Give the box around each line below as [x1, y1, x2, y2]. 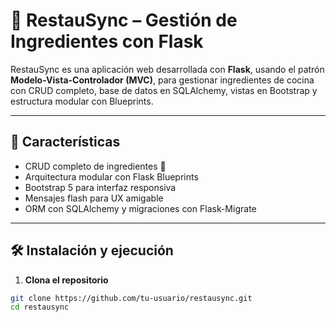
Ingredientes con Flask [10, 30, 204, 53]
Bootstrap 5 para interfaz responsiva [24, 181, 177, 193]
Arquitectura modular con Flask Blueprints [24, 170, 199, 183]
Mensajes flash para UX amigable [24, 192, 164, 204]
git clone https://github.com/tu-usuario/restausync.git [10, 293, 253, 303]
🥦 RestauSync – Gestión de [10, 9, 238, 32]
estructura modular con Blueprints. [10, 95, 154, 107]
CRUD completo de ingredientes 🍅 [24, 160, 167, 172]
